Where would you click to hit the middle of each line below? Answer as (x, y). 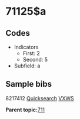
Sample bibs (29, 84)
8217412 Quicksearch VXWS (40, 98)
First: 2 (31, 53)
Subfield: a (27, 66)
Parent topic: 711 (25, 110)
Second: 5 (35, 59)
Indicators (26, 47)
